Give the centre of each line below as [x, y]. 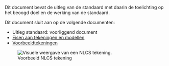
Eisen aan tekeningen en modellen [48, 38]
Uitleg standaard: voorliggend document [55, 32]
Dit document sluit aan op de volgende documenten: [60, 22]
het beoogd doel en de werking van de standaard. [57, 13]
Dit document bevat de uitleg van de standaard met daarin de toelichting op [84, 7]
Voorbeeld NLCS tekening [45, 58]
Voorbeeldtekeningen [35, 43]
